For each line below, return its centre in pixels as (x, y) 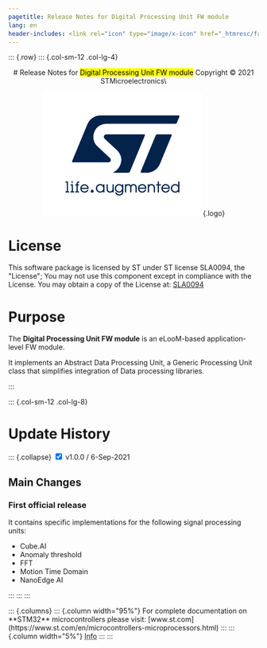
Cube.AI (33, 546)
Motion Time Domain (54, 571)
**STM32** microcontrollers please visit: (77, 619)
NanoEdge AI (41, 580)
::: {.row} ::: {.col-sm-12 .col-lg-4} (63, 57)
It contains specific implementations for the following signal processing (125, 522)
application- (226, 339)
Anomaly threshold (50, 554)
